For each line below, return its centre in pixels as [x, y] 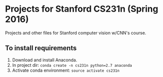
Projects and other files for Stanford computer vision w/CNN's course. [76, 33]
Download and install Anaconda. [44, 60]
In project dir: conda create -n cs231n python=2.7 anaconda [72, 65]
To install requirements [41, 48]
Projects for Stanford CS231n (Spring [82, 9]
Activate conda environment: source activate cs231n [66, 70]
